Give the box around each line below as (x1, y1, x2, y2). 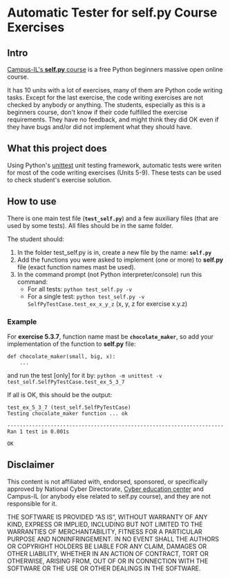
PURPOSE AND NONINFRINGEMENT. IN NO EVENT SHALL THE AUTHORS (7, 534, 220, 543)
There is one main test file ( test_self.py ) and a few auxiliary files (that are (7, 214, 219, 222)
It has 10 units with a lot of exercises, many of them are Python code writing (7, 86, 223, 94)
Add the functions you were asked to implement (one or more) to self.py (17, 256, 224, 264)
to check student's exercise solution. (7, 175, 112, 184)
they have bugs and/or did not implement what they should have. (7, 123, 192, 131)
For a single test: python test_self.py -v (27, 292, 145, 300)
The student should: (7, 235, 64, 243)
